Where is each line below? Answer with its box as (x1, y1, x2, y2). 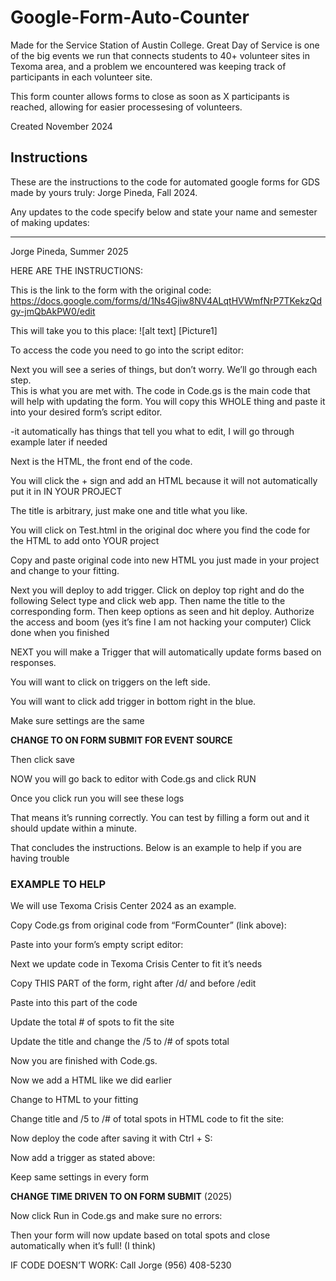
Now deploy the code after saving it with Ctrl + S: (10, 1132, 213, 1145)
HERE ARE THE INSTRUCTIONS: (10, 264, 143, 276)
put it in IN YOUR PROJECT (10, 485, 123, 497)
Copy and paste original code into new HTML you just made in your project (10, 554, 320, 566)
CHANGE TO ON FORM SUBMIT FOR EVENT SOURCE (10, 734, 233, 746)
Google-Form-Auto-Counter (10, 6, 250, 29)
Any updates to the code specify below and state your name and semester (10, 206, 318, 218)
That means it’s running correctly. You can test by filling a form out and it (10, 811, 310, 823)
